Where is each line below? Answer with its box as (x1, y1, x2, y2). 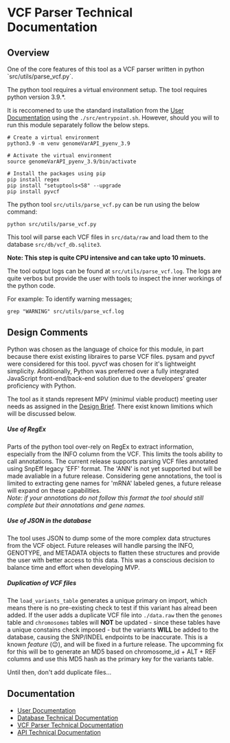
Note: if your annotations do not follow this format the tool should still (7, 494, 204, 502)
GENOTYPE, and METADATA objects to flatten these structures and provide (7, 548, 220, 557)
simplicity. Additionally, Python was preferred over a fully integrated (7, 366, 199, 375)
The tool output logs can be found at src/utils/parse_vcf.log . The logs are (7, 267, 222, 275)
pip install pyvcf (7, 188, 60, 195)
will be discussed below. (7, 409, 77, 417)
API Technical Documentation (16, 728, 102, 736)
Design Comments (7, 326, 89, 338)
